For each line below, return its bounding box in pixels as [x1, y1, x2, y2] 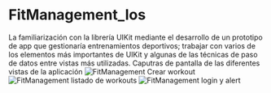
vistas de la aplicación [8, 66, 83, 76]
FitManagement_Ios [8, 6, 146, 24]
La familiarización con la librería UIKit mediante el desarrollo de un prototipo [8, 32, 263, 42]
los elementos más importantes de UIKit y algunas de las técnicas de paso [8, 49, 258, 59]
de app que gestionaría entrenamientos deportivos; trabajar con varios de [8, 40, 256, 50]
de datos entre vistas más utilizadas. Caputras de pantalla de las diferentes [8, 58, 260, 68]
